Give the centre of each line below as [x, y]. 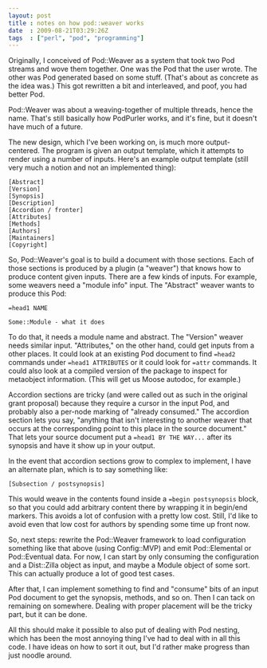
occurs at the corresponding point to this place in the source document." [128, 429]
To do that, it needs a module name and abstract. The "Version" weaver [126, 337]
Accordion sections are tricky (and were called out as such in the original [128, 395]
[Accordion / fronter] [46, 210]
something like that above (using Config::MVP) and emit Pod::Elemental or [130, 548]
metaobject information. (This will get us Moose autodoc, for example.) [125, 379]
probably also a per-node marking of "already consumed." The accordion [129, 412]
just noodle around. [40, 655]
